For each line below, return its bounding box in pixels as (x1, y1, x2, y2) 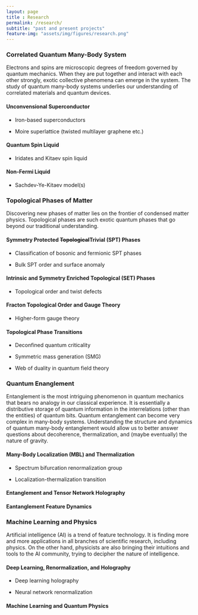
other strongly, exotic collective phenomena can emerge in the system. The (6, 77, 191, 84)
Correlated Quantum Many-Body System (6, 51, 127, 59)
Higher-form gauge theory (14, 314, 80, 321)
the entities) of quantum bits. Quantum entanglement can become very (6, 412, 180, 419)
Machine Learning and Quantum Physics (6, 602, 109, 609)
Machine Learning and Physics (6, 517, 97, 526)
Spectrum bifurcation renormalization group (14, 464, 123, 471)
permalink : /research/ (6, 20, 62, 26)
